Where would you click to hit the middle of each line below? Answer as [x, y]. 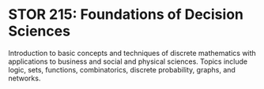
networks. [25, 78]
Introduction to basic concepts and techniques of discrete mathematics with [132, 53]
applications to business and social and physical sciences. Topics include [128, 61]
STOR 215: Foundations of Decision [126, 15]
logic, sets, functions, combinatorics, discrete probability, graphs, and [122, 69]
